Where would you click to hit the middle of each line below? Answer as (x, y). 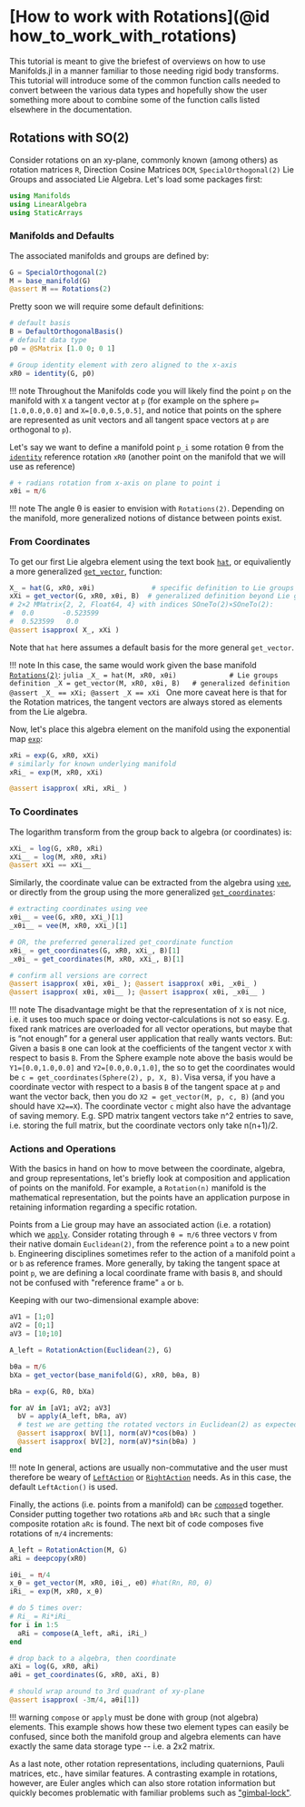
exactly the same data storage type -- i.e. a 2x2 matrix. (113, 1746)
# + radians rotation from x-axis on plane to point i (115, 483)
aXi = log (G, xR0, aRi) (54, 1667)
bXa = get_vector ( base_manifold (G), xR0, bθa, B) (105, 1375)
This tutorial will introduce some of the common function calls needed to (145, 80)
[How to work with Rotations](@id (140, 17)
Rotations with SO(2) (69, 138)
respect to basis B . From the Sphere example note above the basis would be (151, 1058)
